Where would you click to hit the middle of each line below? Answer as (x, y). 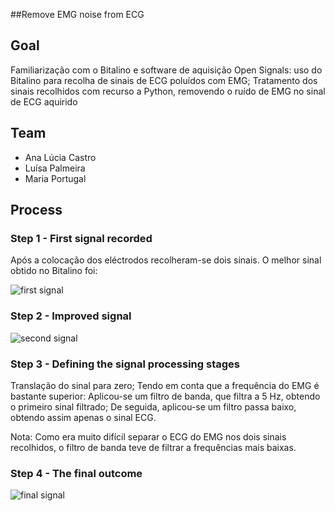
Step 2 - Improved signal (71, 316)
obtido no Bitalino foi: (54, 271)
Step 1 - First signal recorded (81, 238)
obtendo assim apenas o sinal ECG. (83, 417)
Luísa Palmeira (55, 168)
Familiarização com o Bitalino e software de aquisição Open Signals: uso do (166, 70)
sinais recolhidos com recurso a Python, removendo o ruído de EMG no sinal (168, 91)
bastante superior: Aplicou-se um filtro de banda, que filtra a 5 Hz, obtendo (165, 396)
